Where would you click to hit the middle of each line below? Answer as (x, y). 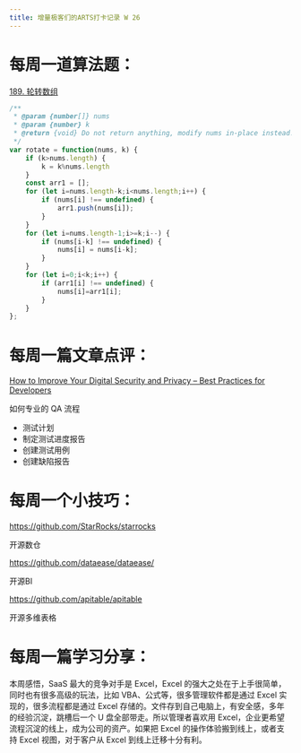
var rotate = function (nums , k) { (74, 150)
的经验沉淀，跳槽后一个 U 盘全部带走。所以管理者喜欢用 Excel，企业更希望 (147, 717)
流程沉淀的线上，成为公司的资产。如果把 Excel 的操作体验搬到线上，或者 (143, 729)
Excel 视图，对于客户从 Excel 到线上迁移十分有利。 (113, 740)
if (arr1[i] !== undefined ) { (98, 283)
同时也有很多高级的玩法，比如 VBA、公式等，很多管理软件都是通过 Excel (143, 695)
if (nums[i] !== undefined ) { (98, 200)
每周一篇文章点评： (80, 355)
